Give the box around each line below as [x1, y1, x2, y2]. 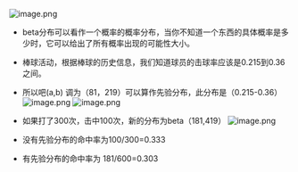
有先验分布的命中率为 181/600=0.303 [21, 153, 159, 164]
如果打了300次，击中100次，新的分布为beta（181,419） [21, 116, 226, 126]
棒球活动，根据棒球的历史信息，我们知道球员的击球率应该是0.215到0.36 [21, 57, 286, 67]
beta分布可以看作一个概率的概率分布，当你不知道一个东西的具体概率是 [21, 27, 282, 37]
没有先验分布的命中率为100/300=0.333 [21, 135, 166, 144]
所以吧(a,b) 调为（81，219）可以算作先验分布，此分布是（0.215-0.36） [21, 87, 283, 97]
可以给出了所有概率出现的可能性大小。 [53, 38, 195, 48]
